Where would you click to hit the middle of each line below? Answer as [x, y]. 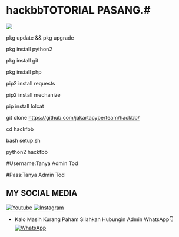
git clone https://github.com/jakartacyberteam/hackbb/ [73, 117]
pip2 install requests [31, 83]
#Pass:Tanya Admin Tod [35, 175]
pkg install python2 [29, 49]
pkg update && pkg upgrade [40, 37]
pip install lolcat [25, 106]
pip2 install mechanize [33, 94]
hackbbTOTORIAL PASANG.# [78, 10]
